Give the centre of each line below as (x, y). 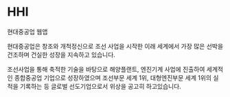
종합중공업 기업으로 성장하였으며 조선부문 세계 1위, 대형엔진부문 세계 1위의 (113, 78)
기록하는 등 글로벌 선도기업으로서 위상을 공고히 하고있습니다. (101, 86)
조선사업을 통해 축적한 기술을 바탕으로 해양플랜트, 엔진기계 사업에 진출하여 (106, 69)
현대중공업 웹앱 (27, 31)
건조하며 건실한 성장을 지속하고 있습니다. (61, 55)
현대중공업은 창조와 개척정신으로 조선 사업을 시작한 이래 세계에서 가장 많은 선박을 (115, 46)
